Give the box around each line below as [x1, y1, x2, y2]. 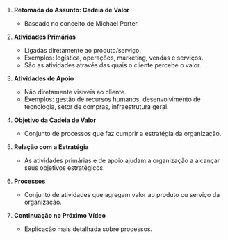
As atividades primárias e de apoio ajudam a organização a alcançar [24, 156, 220, 164]
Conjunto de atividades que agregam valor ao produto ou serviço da [24, 191, 220, 198]
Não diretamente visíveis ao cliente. [24, 88, 127, 96]
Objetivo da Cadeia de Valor [13, 116, 96, 124]
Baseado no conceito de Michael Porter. [24, 19, 139, 27]
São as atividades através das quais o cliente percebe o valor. [24, 61, 202, 69]
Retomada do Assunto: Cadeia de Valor [13, 6, 130, 14]
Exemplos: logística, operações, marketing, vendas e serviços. [24, 53, 204, 62]
